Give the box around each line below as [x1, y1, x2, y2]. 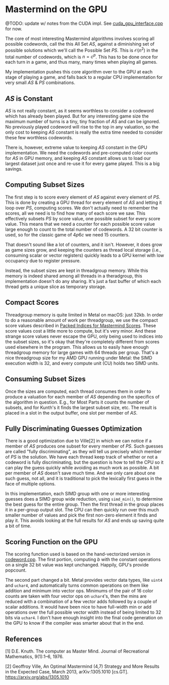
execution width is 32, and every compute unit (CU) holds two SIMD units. [5, 360, 159, 366]
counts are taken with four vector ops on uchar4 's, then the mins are [5, 593, 147, 599]
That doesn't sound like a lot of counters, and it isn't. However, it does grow [5, 241, 162, 248]
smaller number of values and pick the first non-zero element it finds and [5, 512, 157, 518]
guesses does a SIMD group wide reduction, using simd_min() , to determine [5, 496, 163, 502]
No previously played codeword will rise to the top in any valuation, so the [5, 124, 159, 130]
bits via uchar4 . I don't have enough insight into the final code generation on [5, 615, 163, 621]
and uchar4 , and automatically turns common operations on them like [5, 582, 149, 588]
